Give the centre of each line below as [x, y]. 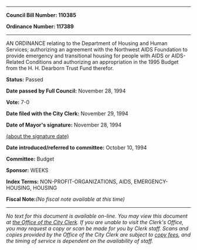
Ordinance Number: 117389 [40, 26]
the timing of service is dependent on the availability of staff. [80, 241]
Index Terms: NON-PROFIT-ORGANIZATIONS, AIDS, [69, 181]
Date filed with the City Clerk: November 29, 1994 [67, 114]
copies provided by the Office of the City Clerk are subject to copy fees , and [98, 234]
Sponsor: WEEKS [27, 170]
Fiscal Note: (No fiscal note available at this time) [65, 199]
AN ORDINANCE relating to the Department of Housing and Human [87, 43]
